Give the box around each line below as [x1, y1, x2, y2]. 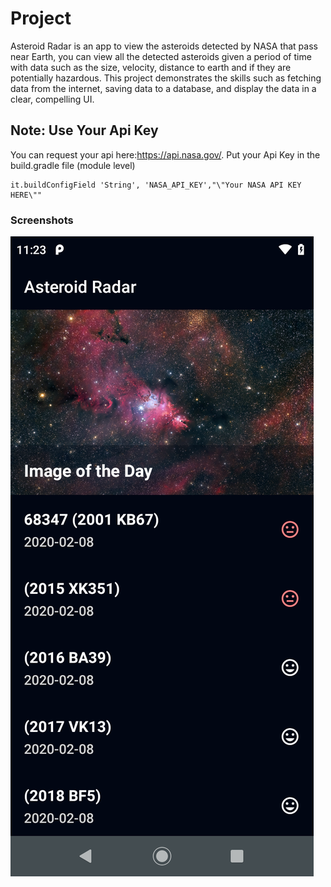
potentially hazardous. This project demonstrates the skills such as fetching [10, 72, 322, 84]
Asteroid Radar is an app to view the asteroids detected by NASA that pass [10, 40, 318, 52]
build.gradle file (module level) [10, 159, 136, 171]
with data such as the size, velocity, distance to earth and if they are [10, 61, 292, 73]
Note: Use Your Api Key [10, 122, 159, 139]
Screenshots [10, 213, 74, 227]
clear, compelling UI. [10, 93, 95, 105]
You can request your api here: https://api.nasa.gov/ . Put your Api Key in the [10, 148, 321, 161]
